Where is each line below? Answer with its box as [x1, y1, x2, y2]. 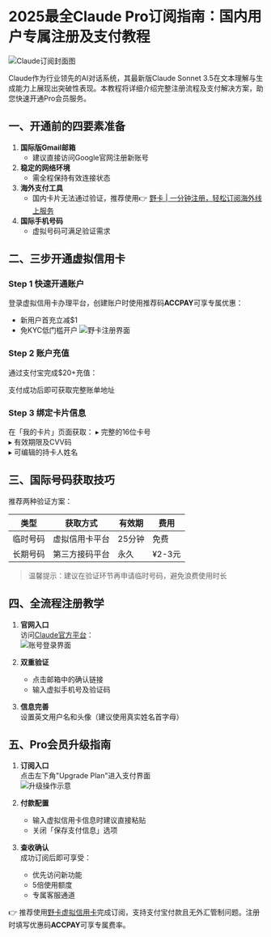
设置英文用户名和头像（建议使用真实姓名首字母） [19, 712, 184, 722]
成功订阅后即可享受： [19, 853, 91, 862]
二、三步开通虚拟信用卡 [8, 252, 125, 266]
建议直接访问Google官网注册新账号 [32, 152, 149, 162]
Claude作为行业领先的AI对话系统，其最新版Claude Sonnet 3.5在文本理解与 [8, 73, 256, 83]
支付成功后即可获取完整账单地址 [8, 385, 115, 394]
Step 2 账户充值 [8, 347, 70, 359]
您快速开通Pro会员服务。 [8, 93, 91, 103]
